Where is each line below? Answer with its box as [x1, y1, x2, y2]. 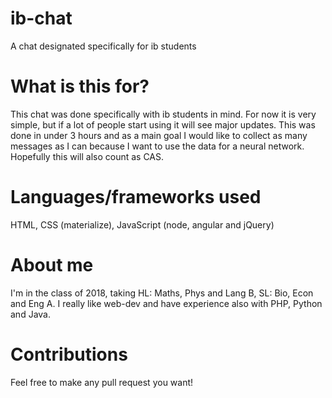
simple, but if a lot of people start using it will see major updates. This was [10, 118, 316, 131]
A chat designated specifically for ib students [10, 40, 197, 52]
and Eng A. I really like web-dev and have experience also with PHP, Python [10, 297, 323, 309]
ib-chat [10, 7, 73, 30]
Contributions [10, 343, 128, 366]
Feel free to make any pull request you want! [10, 376, 194, 388]
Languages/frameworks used [10, 186, 262, 209]
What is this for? [10, 75, 150, 98]
